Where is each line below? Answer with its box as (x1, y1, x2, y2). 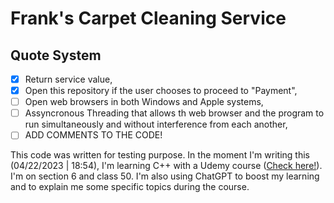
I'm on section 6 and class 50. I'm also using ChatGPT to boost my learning (10, 170, 320, 182)
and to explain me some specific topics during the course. (10, 181, 250, 193)
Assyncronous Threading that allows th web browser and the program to (24, 107, 325, 119)
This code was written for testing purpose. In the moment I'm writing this (10, 149, 310, 161)
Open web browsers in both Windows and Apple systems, (24, 96, 264, 108)
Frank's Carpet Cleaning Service (10, 7, 287, 30)
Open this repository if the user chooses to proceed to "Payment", (24, 85, 298, 97)
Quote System (10, 47, 102, 64)
